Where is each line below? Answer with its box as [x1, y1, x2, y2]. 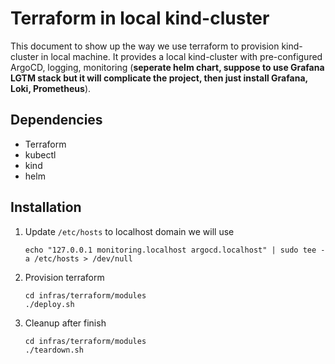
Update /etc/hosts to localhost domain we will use [24, 225, 235, 237]
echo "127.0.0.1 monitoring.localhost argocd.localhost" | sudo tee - [24, 245, 326, 255]
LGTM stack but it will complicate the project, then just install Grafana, [10, 72, 308, 84]
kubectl [24, 148, 57, 161]
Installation [10, 199, 82, 216]
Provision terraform [24, 271, 105, 283]
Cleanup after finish [24, 317, 107, 329]
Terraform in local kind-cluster [10, 7, 270, 30]
